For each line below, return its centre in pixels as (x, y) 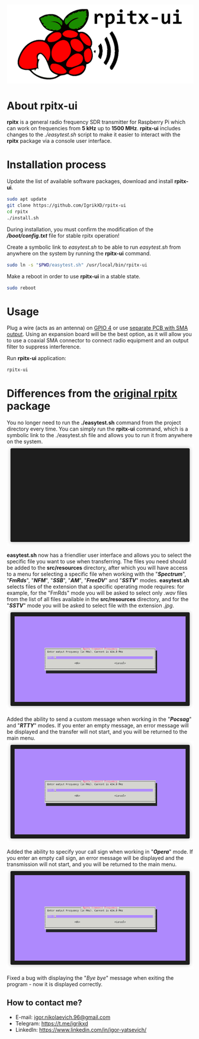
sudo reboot (21, 288)
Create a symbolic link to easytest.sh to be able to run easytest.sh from (94, 247)
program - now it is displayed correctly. (55, 984)
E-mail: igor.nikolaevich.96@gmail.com (63, 1017)
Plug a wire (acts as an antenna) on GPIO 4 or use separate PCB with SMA (97, 328)
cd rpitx (17, 211)
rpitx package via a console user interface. (59, 141)
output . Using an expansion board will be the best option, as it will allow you (99, 334)
